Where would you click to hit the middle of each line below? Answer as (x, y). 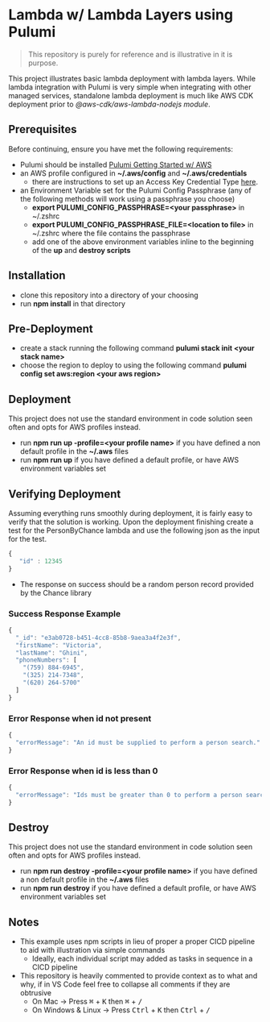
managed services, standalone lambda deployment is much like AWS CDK (131, 95)
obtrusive (36, 993)
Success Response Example (65, 613)
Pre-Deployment (51, 328)
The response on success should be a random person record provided (137, 584)
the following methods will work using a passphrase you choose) (127, 198)
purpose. (43, 63)
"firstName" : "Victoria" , (59, 645)
